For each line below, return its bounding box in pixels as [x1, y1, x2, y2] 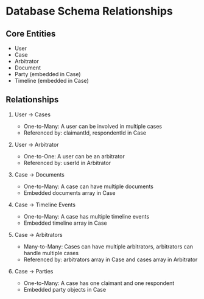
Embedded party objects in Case [23, 286, 107, 293]
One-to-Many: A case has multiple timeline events [23, 213, 150, 220]
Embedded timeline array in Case [23, 219, 107, 227]
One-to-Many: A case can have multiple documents [23, 183, 153, 190]
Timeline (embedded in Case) [14, 77, 89, 84]
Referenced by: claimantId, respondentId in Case [23, 129, 147, 136]
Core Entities [5, 29, 56, 39]
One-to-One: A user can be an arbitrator [23, 152, 125, 160]
